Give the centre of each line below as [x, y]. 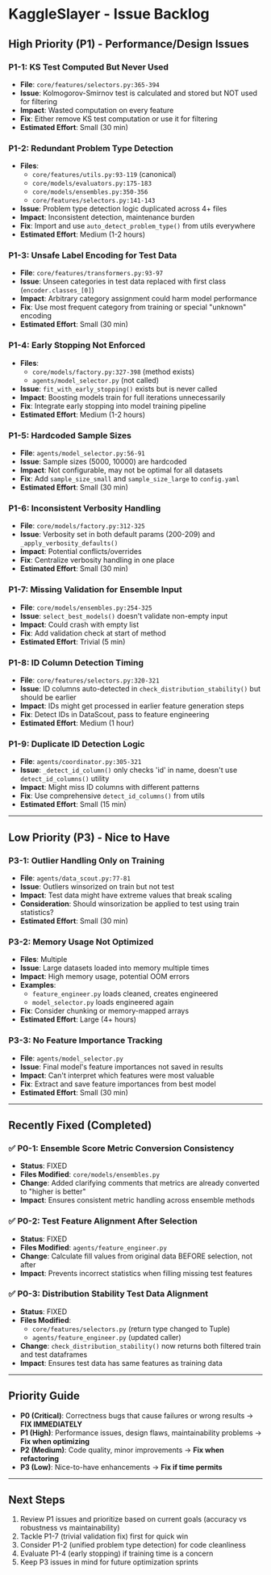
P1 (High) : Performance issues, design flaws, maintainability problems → [141, 1432]
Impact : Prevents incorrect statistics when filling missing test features [136, 1273]
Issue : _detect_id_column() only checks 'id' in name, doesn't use [129, 770]
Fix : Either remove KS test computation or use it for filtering [119, 119]
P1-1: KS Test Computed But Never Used [89, 67]
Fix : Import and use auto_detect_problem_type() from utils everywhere [138, 226]
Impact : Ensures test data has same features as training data [121, 1363]
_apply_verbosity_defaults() [69, 544]
